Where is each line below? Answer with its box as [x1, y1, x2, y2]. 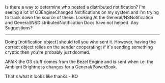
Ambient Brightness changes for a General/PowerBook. [5, 64, 117, 70]
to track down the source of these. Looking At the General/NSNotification [5, 15, 154, 20]
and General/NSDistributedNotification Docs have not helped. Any [5, 20, 139, 25]
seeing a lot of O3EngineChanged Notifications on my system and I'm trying [5, 9, 159, 15]
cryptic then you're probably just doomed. [5, 49, 91, 55]
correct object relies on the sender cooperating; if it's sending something [5, 44, 153, 50]
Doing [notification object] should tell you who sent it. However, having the [5, 39, 156, 44]
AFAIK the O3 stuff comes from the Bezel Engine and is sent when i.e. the [5, 59, 154, 64]
